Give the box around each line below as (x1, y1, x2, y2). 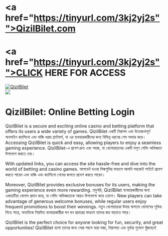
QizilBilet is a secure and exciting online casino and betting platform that (5, 123, 154, 129)
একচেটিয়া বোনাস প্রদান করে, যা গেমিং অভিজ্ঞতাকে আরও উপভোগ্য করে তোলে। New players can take (5, 193, 162, 199)
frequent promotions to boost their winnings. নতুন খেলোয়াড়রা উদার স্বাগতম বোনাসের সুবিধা (5, 204, 162, 210)
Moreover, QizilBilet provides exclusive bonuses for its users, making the (5, 182, 155, 188)
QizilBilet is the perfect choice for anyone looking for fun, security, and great (5, 219, 163, 225)
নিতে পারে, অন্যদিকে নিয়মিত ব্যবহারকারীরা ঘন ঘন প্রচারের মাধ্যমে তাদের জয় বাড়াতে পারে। (5, 209, 131, 215)
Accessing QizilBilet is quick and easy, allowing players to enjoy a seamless (5, 140, 161, 146)
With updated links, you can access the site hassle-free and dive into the (5, 161, 156, 167)
